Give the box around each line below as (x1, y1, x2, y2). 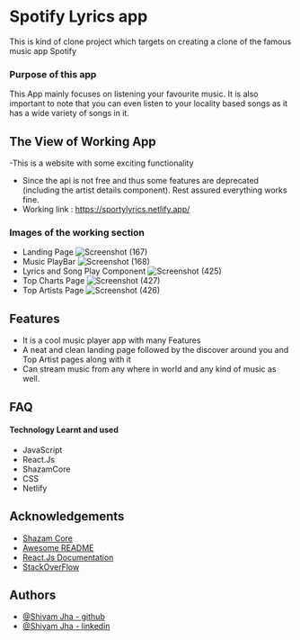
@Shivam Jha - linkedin (22, 621, 110, 632)
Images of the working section (9, 226, 146, 239)
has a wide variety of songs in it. (9, 108, 130, 119)
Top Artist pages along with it (22, 354, 132, 365)
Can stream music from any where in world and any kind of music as (22, 364, 277, 374)
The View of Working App (9, 133, 157, 149)
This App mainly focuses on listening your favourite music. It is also (9, 88, 259, 100)
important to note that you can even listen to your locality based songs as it (9, 98, 288, 109)
